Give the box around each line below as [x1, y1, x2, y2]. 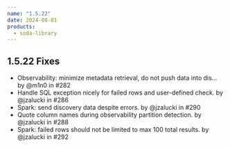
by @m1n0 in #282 [17, 81, 71, 90]
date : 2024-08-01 [7, 17, 57, 24]
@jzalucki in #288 [17, 118, 69, 126]
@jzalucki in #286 [17, 96, 69, 104]
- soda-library [13, 29, 57, 37]
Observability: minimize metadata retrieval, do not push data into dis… [17, 74, 218, 82]
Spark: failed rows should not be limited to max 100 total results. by [17, 126, 209, 134]
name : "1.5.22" [7, 10, 51, 17]
